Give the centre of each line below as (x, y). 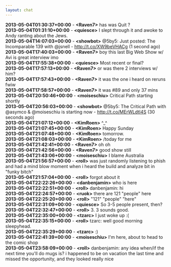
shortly (13, 101)
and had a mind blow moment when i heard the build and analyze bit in (80, 166)
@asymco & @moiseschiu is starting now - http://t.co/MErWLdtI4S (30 (80, 112)
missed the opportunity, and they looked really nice (60, 259)
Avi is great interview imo (32, 57)
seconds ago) (20, 117)
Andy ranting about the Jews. (36, 35)
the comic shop (22, 242)
